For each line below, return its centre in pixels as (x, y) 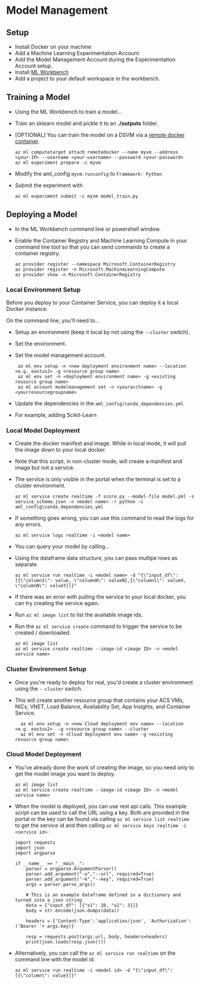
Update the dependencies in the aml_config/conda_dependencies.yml (99, 403)
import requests (35, 842)
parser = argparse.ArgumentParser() (71, 869)
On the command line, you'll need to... (53, 320)
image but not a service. (44, 468)
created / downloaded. (43, 633)
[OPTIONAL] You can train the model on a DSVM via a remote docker (100, 134)
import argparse (35, 853)
